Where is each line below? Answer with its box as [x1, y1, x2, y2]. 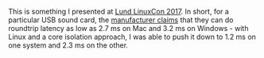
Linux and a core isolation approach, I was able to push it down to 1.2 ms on [8, 32, 257, 41]
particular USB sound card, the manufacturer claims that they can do [8, 15, 234, 25]
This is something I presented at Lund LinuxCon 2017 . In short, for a [8, 7, 229, 16]
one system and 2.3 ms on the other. [8, 41, 129, 50]
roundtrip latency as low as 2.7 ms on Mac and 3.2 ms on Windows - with [8, 24, 249, 33]
